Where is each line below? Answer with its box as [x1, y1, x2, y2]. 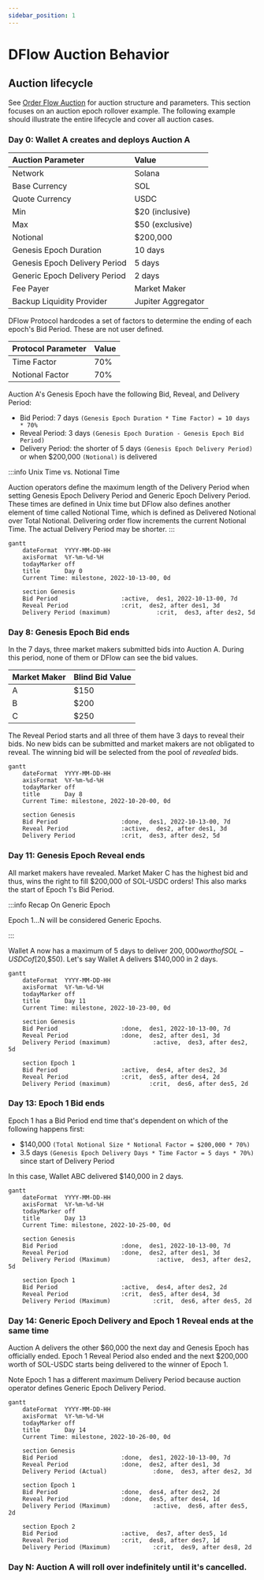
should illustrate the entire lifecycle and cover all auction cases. [8, 114, 214, 124]
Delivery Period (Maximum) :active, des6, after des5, [22, 1502, 248, 1510]
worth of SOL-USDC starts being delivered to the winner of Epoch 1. [8, 1360, 229, 1370]
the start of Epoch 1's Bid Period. [8, 884, 115, 894]
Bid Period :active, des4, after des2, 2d [22, 1283, 227, 1291]
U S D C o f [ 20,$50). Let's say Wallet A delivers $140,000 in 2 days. [8, 954, 218, 964]
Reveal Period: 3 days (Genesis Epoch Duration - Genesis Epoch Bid [19, 428, 244, 437]
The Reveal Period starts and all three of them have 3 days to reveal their [8, 731, 245, 741]
